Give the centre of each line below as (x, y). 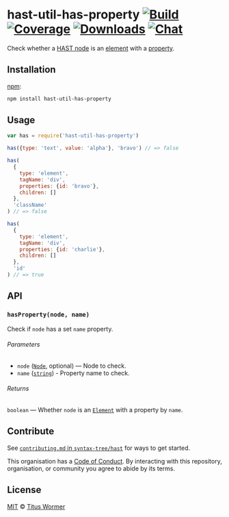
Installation (31, 70)
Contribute (31, 431)
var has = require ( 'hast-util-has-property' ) (73, 136)
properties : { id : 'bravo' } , (59, 186)
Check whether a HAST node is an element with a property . (91, 48)
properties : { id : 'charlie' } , (63, 249)
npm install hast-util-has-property (59, 99)
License (24, 490)
